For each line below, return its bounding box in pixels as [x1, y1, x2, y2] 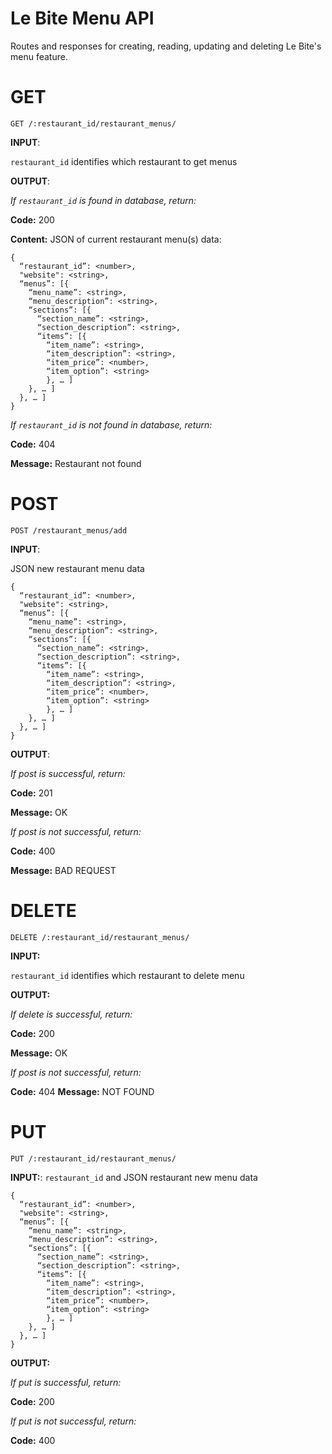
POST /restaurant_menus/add [10, 525, 128, 536]
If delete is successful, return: [10, 1008, 133, 1020]
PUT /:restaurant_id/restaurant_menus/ [10, 1153, 177, 1164]
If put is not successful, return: [10, 1415, 137, 1427]
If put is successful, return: [10, 1376, 122, 1388]
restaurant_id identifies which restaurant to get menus [10, 155, 238, 167]
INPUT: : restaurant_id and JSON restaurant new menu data [10, 1171, 258, 1183]
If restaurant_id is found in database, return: [10, 194, 197, 206]
